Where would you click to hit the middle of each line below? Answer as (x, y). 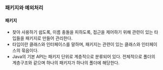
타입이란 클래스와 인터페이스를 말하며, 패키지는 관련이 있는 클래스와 (76, 45)
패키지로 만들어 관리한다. (49, 38)
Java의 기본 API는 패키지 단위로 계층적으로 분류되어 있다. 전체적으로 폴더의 (84, 57)
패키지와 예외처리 (24, 7)
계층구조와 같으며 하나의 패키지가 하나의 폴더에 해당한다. (66, 63)
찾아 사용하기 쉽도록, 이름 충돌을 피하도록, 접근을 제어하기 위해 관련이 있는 (82, 32)
